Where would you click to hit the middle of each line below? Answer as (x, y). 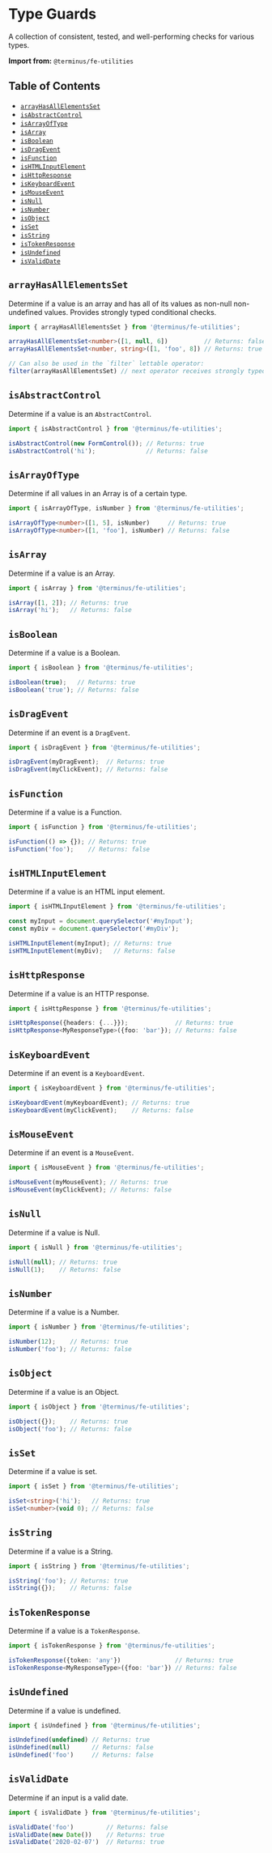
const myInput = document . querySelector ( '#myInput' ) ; (101, 921)
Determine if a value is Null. (54, 1232)
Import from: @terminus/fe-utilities (71, 61)
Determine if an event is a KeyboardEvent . (77, 1073)
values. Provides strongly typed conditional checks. (130, 312)
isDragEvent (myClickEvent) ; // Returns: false (88, 770)
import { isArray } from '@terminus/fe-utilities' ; (97, 588)
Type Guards (53, 14)
